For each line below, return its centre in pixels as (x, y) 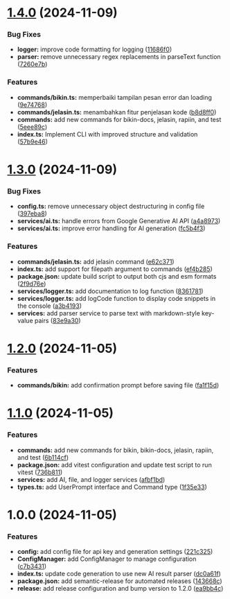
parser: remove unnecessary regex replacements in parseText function (119, 57)
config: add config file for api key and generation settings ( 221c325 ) (115, 552)
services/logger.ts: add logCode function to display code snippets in (116, 298)
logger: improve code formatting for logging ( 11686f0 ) (94, 49)
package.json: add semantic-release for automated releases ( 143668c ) (120, 581)
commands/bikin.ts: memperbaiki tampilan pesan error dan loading (115, 97)
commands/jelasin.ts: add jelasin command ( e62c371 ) (96, 261)
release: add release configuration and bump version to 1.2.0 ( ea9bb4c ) (120, 589)
